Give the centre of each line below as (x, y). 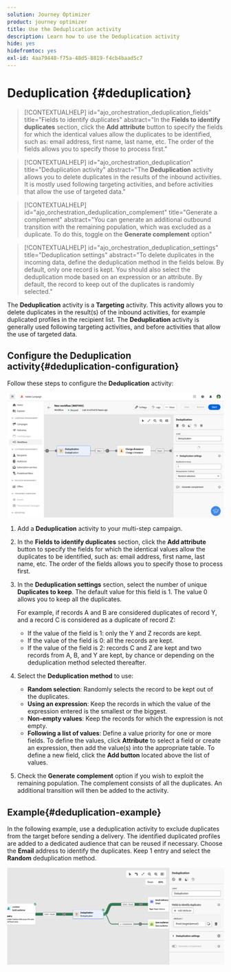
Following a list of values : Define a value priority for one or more (119, 733)
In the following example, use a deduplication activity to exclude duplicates (113, 829)
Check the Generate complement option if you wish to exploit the (110, 776)
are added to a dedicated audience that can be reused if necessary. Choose (115, 844)
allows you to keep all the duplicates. (69, 599)
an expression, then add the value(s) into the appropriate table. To (121, 748)
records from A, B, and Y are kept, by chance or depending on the (121, 656)
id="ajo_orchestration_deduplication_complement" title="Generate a (121, 212)
